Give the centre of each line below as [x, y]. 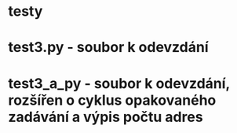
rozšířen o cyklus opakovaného [112, 100]
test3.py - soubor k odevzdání [108, 48]
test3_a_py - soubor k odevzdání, [119, 83]
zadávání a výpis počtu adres [106, 117]
